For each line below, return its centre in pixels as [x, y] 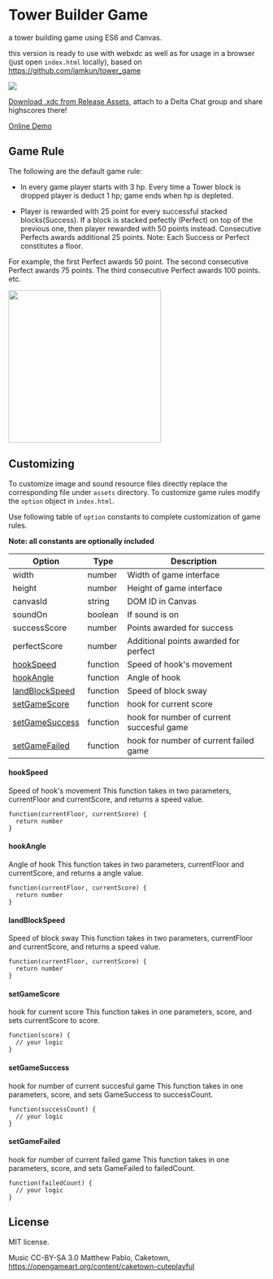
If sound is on [153, 614]
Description [194, 561]
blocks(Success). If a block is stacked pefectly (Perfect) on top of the [136, 220]
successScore [40, 628]
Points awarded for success [180, 628]
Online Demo [30, 126]
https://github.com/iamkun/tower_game [75, 70]
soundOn [30, 614]
